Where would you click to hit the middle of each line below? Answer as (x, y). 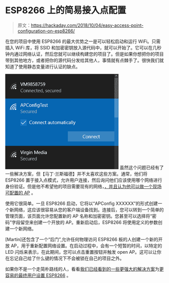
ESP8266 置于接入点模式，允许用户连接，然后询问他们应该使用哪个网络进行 (84, 180)
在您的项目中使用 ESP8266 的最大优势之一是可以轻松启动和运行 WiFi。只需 (83, 41)
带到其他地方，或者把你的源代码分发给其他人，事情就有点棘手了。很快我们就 (84, 60)
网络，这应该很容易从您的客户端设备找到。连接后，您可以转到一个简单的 (89, 209)
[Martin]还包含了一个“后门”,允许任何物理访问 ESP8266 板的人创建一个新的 (82, 239)
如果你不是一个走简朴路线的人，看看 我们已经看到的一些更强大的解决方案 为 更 (84, 269)
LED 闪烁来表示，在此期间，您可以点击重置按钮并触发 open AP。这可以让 (81, 252)
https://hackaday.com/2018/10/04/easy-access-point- (87, 25)
